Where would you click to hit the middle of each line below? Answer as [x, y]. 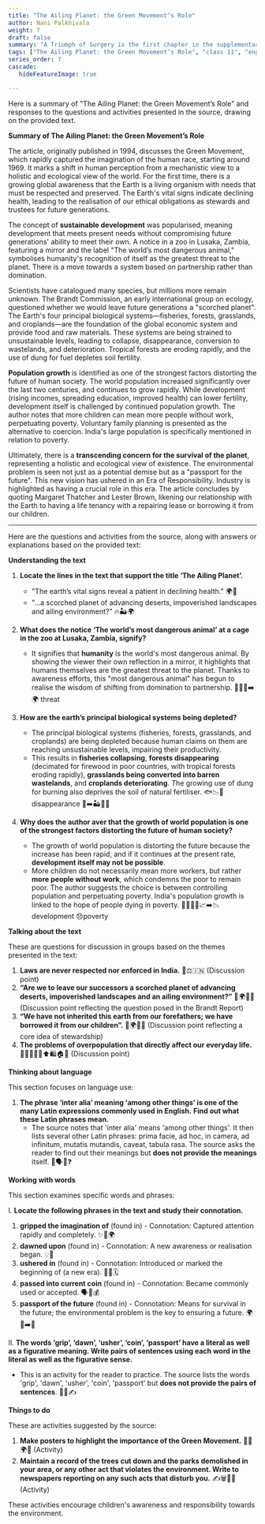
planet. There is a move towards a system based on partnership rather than [131, 267]
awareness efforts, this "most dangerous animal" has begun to [133, 678]
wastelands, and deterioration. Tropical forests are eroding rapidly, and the [129, 349]
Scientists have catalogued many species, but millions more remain [118, 290]
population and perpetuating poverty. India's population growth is [138, 895]
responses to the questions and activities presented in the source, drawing [129, 112]
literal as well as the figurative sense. [70, 1359]
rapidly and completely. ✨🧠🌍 [67, 1235]
